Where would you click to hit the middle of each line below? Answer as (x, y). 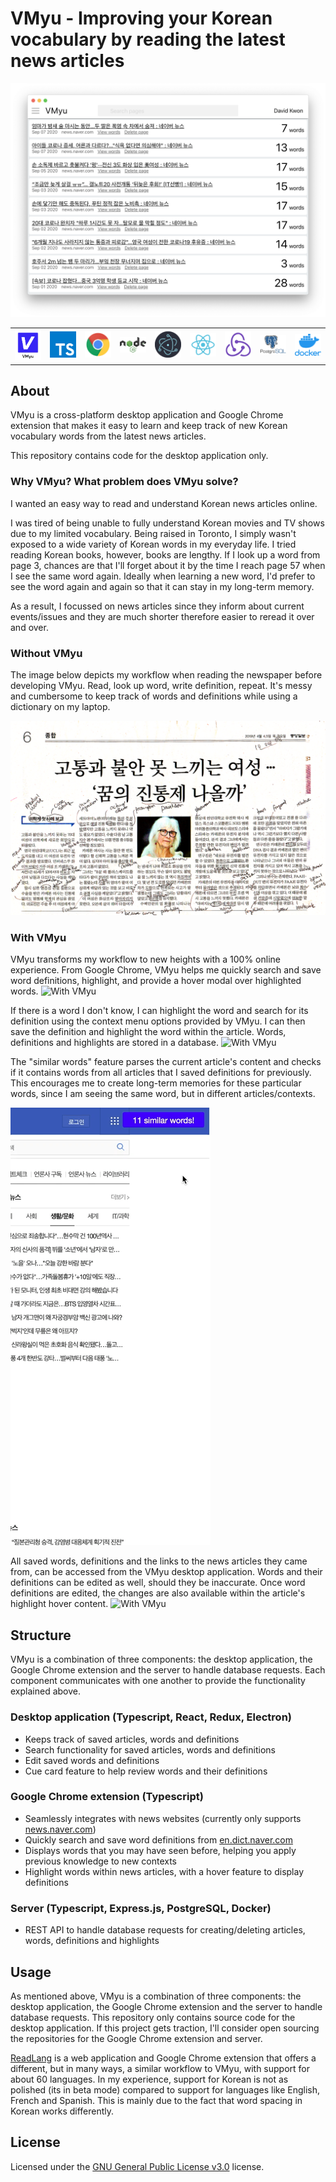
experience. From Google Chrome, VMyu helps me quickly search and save (166, 970)
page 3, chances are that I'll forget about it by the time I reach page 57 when (168, 565)
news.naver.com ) (60, 1829)
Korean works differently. (62, 2111)
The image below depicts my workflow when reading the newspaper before (166, 675)
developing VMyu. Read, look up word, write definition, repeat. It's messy (161, 686)
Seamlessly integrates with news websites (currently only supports (163, 1818)
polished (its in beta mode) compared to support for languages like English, (165, 2089)
